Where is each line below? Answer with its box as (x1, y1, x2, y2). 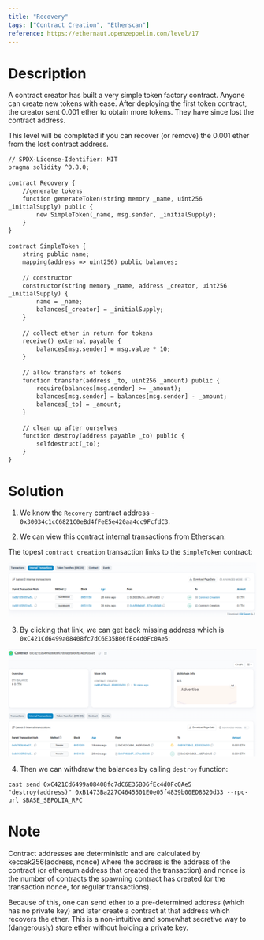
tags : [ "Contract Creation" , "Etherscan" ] (8, 21, 150, 29)
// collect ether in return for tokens (22, 329, 154, 337)
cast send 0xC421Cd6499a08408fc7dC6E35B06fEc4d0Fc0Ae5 (8, 780, 192, 789)
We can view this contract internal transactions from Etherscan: (19, 532, 226, 541)
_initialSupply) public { (8, 203, 93, 211)
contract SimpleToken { (8, 243, 87, 250)
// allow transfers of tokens (22, 369, 122, 377)
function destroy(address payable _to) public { (22, 432, 185, 440)
